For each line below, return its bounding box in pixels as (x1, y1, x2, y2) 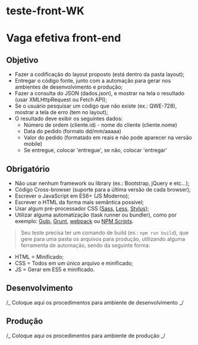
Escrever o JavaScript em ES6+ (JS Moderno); (14, 192, 130, 199)
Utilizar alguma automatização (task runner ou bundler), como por (14, 211, 177, 218)
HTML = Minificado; (14, 253, 64, 260)
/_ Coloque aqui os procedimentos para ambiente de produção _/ (6, 332, 165, 339)
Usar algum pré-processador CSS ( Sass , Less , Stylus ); (14, 205, 150, 212)
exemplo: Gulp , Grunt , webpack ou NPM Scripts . (14, 218, 134, 224)
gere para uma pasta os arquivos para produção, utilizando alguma (20, 236, 186, 242)
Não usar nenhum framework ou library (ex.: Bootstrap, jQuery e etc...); (14, 180, 190, 187)
